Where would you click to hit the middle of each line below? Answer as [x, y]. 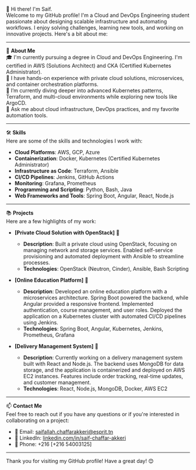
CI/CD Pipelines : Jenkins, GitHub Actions [64, 177]
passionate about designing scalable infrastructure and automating [87, 21]
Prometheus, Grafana [49, 335]
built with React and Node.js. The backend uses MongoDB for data [103, 364]
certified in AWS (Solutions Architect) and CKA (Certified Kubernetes [89, 65]
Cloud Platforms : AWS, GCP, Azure [57, 152]
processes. [37, 262]
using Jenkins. [41, 322]
